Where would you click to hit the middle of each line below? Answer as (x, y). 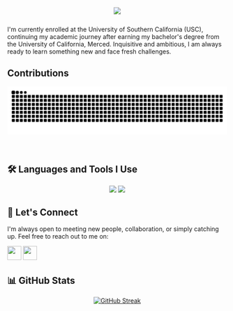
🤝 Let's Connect (43, 212)
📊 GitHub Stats (41, 280)
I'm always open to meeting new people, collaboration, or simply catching (113, 229)
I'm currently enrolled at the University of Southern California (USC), (105, 29)
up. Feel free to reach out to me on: (58, 237)
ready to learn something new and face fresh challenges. (89, 51)
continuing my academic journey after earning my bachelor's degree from (113, 36)
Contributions (38, 73)
